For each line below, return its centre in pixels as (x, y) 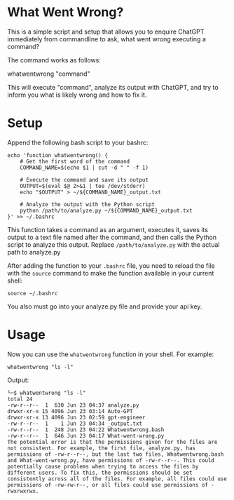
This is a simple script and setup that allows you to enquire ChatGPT (106, 32)
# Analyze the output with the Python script (88, 204)
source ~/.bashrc (33, 293)
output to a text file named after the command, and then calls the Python (112, 237)
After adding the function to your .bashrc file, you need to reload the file (111, 265)
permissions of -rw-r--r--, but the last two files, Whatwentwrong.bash (116, 454)
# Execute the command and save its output (84, 180)
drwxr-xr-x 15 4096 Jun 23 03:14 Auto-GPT (70, 411)
